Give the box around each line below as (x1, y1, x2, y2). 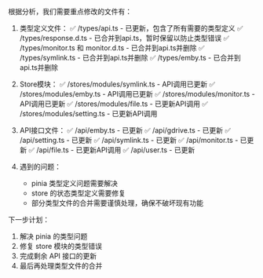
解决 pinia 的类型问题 (19, 232, 88, 241)
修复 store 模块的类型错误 (19, 242, 103, 251)
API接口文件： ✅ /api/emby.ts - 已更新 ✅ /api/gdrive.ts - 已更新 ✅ (19, 126, 232, 135)
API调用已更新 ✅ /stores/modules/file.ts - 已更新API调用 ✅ (19, 99, 208, 108)
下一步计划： (8, 215, 49, 224)
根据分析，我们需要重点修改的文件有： (8, 7, 132, 16)
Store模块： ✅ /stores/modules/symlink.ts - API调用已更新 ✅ (19, 79, 216, 89)
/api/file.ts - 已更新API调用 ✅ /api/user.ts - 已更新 (36, 145, 195, 155)
